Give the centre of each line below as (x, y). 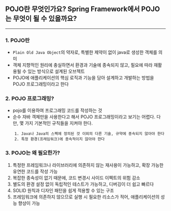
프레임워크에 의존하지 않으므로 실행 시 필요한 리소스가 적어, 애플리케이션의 (86, 197)
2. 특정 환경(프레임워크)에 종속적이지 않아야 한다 (60, 139)
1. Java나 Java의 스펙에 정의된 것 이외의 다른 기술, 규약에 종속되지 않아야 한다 (89, 134)
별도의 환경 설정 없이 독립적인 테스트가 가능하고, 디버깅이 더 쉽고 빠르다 (83, 184)
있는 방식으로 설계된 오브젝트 (56, 71)
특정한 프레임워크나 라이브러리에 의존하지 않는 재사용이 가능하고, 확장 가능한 (88, 165)
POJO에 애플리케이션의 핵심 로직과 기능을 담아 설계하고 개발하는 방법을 (83, 78)
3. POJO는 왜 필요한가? (33, 153)
